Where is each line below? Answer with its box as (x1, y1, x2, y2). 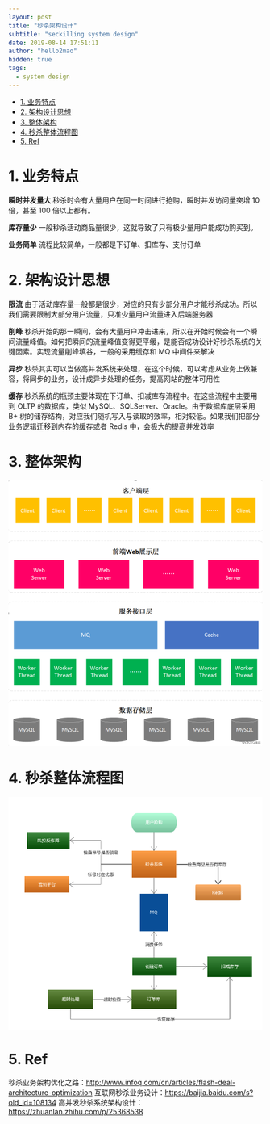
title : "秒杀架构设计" (8, 21, 77, 30)
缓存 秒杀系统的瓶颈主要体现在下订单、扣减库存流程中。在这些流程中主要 (8, 391, 251, 401)
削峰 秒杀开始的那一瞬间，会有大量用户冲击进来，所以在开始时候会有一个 (8, 326, 251, 336)
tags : (8, 65, 27, 73)
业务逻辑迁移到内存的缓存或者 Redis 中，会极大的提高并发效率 (8, 421, 215, 431)
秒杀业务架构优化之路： (8, 1078, 86, 1088)
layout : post (8, 13, 52, 21)
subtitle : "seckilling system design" (8, 30, 139, 38)
